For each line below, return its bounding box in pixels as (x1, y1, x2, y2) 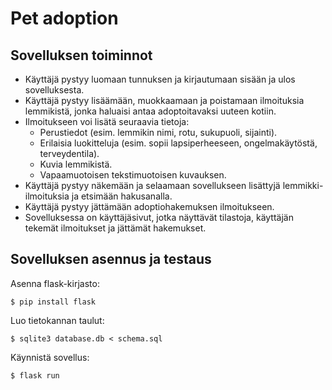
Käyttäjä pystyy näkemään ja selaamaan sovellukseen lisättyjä (24, 180, 281, 191)
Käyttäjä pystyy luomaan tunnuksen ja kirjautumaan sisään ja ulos (24, 73, 296, 85)
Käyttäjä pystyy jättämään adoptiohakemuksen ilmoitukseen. (24, 201, 275, 212)
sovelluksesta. (24, 84, 85, 96)
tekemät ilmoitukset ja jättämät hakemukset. (24, 222, 207, 234)
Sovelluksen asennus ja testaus (10, 251, 212, 268)
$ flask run (10, 370, 60, 381)
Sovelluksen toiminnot (10, 47, 153, 64)
